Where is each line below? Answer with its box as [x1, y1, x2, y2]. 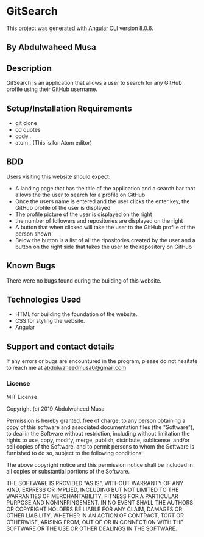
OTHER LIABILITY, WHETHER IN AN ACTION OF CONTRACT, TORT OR [6, 511, 184, 519]
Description [6, 63, 52, 73]
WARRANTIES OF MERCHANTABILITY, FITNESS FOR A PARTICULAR [6, 492, 178, 500]
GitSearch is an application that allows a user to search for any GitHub [6, 79, 182, 87]
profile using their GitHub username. [6, 85, 98, 93]
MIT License [6, 393, 38, 400]
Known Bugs [6, 261, 56, 271]
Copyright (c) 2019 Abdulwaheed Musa [6, 405, 105, 413]
